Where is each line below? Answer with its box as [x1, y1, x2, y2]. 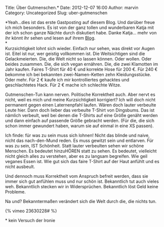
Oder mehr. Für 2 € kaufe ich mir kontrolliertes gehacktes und [5, 77, 130, 83]
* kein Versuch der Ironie [5, 218, 55, 223]
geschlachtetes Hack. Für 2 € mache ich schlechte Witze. [5, 82, 121, 88]
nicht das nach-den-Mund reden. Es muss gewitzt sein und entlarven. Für [5, 138, 154, 143]
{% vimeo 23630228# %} [5, 208, 57, 214]
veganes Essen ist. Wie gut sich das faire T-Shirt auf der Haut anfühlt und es [5, 159, 160, 164]
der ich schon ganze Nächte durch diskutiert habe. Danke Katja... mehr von [5, 30, 157, 35]
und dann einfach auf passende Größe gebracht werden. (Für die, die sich [5, 118, 155, 123]
